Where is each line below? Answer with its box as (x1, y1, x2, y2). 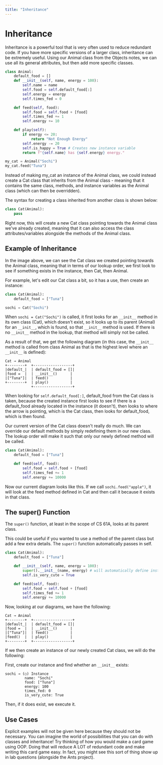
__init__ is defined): (5, 349, 47, 355)
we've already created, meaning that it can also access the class (5, 225, 134, 231)
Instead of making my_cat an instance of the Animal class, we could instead (5, 172, 156, 178)
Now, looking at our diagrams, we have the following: (5, 604, 111, 610)
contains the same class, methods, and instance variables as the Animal (5, 183, 149, 189)
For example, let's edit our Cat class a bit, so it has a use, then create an (5, 277, 149, 283)
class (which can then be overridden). (5, 188, 81, 194)
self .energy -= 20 (22, 141, 60, 146)
